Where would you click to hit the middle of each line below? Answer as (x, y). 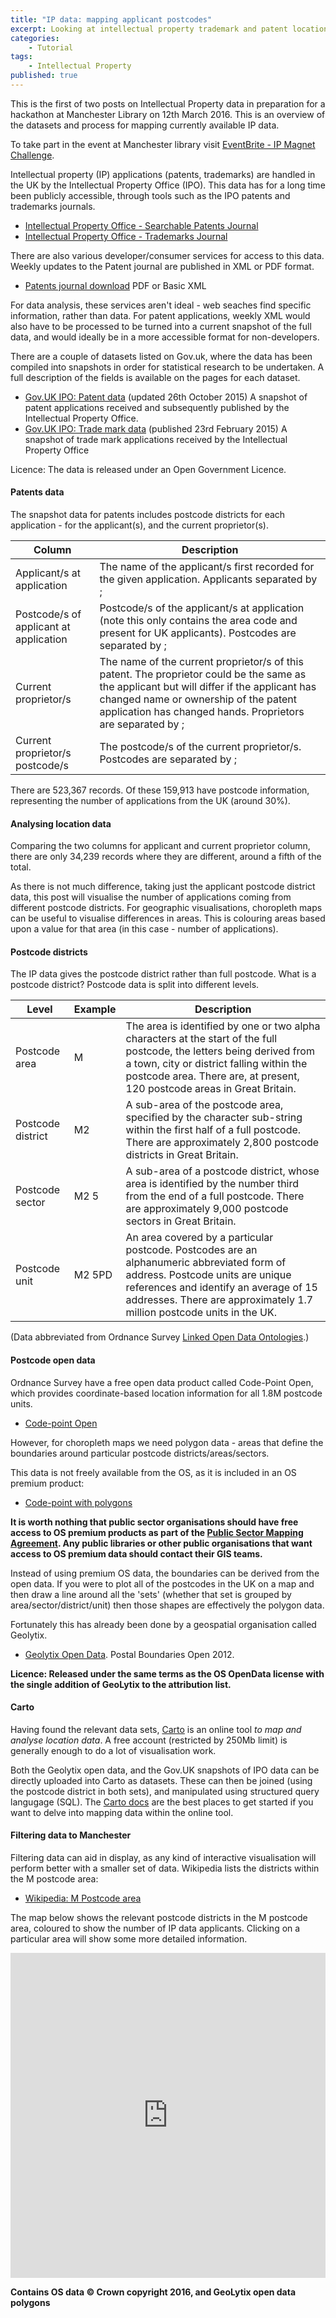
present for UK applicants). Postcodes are (198, 633)
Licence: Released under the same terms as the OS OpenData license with (167, 1673)
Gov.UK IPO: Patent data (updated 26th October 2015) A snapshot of (166, 397)
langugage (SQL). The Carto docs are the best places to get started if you (162, 1802)
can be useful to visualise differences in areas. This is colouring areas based (168, 918)
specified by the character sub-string (214, 1118)
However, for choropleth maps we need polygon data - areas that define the (167, 1442)
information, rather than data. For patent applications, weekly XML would (160, 315)
